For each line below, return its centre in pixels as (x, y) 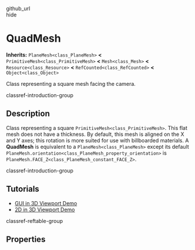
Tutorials (23, 189)
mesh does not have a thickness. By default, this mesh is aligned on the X (95, 134)
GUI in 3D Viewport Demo (46, 203)
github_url (18, 9)
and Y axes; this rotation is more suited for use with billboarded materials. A (97, 140)
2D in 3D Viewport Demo (45, 209)
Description (28, 114)
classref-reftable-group (35, 221)
